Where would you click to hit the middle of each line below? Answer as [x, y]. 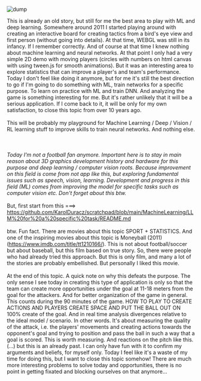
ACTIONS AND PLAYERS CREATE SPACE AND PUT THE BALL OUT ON [94, 308]
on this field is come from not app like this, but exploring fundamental [93, 174]
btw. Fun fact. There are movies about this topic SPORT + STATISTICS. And [100, 231]
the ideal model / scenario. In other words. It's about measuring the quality [99, 320]
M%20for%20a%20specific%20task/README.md [69, 218]
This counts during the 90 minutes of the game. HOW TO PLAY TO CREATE [99, 301]
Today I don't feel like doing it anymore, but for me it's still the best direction [100, 78]
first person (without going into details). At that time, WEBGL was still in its [98, 40]
